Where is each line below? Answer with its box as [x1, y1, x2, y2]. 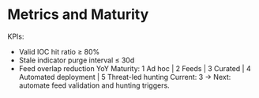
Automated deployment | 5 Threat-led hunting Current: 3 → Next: [18, 72, 231, 81]
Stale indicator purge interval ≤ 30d [18, 55, 135, 65]
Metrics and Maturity [7, 6, 149, 24]
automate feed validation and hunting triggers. [18, 81, 171, 90]
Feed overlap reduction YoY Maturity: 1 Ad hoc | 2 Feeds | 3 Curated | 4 [18, 63, 252, 73]
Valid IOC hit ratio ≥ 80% [18, 47, 100, 56]
